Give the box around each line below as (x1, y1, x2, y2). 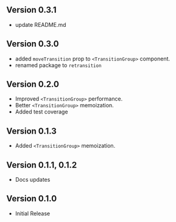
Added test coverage (15, 108, 68, 115)
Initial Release (15, 210, 51, 217)
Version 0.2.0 (6, 79, 60, 90)
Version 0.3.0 (6, 39, 59, 49)
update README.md (15, 21, 66, 28)
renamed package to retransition (15, 61, 102, 69)
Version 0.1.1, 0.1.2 (6, 160, 77, 170)
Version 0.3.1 (6, 5, 57, 15)
